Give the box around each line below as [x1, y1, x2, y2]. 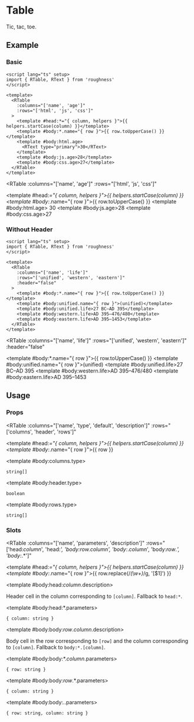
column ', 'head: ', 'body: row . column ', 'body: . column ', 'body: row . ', [23, 545, 180, 553]
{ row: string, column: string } [6, 710, 88, 716]
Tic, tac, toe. [6, 23, 37, 30]
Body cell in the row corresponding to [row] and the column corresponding [6, 637, 189, 645]
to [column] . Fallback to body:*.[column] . [6, 643, 106, 650]
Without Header [6, 225, 53, 234]
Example [6, 40, 39, 50]
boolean [6, 490, 25, 497]
